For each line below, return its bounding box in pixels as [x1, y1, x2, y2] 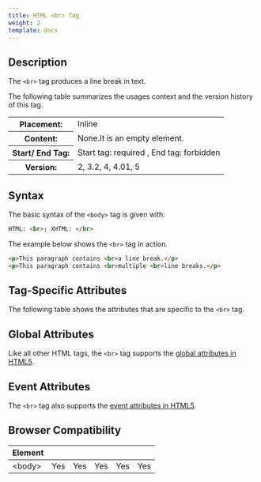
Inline [78, 119, 98, 130]
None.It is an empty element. [78, 133, 184, 144]
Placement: [19, 119, 63, 130]
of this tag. [8, 100, 43, 110]
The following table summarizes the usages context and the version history [8, 92, 253, 101]
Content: [24, 134, 58, 145]
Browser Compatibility [8, 424, 121, 437]
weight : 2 [8, 19, 41, 27]
